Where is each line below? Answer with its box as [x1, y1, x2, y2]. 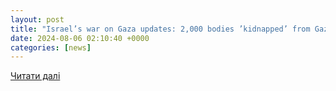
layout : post [10, 14, 65, 25]
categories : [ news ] [10, 42, 92, 53]
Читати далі [10, 70, 61, 82]
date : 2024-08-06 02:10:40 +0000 [10, 33, 150, 43]
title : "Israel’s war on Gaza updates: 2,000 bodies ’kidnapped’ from [10, 24, 311, 34]
